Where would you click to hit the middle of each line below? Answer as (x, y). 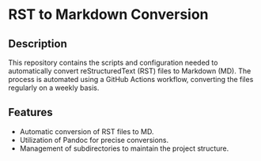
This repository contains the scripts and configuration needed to (113, 62)
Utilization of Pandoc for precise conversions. (94, 140)
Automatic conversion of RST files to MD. (87, 131)
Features (30, 112)
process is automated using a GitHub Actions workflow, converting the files (131, 79)
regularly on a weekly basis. (54, 88)
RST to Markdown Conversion (108, 15)
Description (38, 44)
